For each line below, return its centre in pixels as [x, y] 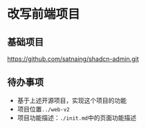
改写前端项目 [44, 14]
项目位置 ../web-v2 [44, 109]
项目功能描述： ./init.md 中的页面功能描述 [77, 118]
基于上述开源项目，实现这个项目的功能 [72, 100]
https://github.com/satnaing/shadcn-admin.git [73, 59]
